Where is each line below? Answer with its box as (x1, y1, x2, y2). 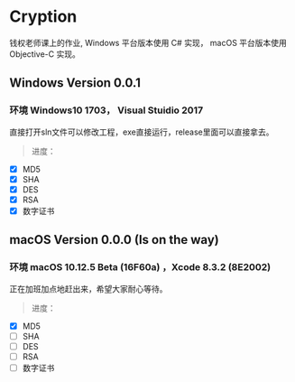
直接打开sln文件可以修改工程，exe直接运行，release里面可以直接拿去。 (9, 126, 274, 137)
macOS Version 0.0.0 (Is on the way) (9, 232, 219, 247)
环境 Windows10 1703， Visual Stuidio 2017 (9, 104, 204, 116)
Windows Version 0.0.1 (9, 75, 142, 91)
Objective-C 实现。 (9, 48, 81, 60)
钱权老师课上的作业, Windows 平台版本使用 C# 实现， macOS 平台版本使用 (9, 37, 287, 48)
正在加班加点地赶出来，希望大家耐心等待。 (9, 283, 168, 294)
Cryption (9, 6, 78, 27)
